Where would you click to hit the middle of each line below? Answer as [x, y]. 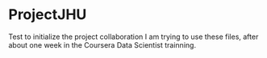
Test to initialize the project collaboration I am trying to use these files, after [133, 37]
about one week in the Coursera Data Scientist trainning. [102, 44]
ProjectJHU [48, 15]
